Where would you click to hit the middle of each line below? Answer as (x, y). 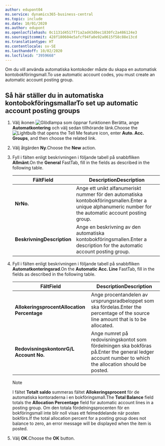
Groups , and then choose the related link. (54, 138)
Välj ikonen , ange (75, 123)
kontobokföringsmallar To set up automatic (72, 103)
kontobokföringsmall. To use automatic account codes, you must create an (80, 75)
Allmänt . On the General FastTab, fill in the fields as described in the (81, 162)
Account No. (30, 355)
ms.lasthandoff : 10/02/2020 (34, 51)
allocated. (102, 325)
